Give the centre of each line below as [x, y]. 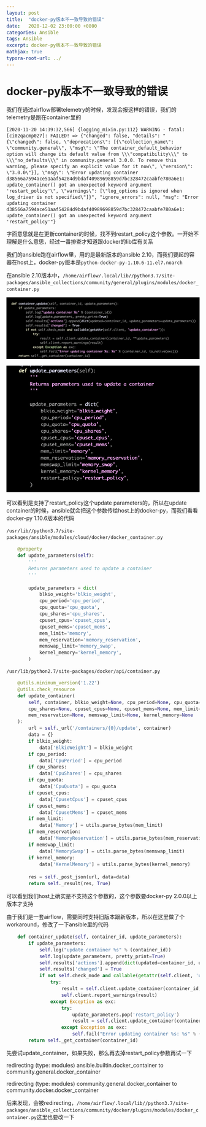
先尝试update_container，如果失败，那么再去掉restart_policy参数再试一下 [99, 1053]
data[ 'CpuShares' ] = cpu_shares [80, 773]
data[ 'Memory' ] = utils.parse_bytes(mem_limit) [101, 826]
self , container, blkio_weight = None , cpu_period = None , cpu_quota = [115, 702]
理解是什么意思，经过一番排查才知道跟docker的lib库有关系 [80, 241]
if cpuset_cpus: [49, 793]
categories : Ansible [33, 33]
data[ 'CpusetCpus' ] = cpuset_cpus [83, 799]
